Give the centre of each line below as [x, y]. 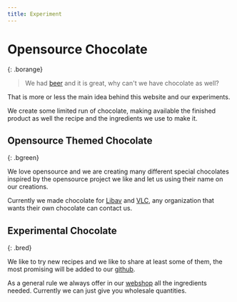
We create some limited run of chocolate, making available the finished [112, 111]
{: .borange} [25, 69]
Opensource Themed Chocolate [80, 140]
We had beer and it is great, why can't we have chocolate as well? [122, 83]
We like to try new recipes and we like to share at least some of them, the [115, 262]
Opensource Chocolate [77, 49]
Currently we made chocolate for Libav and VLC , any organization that [111, 201]
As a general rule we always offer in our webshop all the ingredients [107, 283]
